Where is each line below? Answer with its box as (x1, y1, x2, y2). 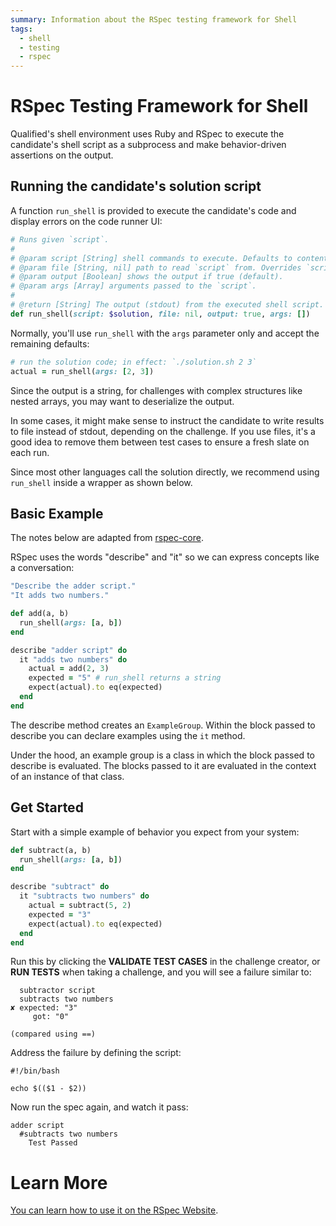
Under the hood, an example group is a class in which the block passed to (10, 749, 315, 761)
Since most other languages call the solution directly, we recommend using (10, 466, 320, 478)
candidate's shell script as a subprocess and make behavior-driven (10, 139, 287, 151)
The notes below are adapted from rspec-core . (10, 532, 204, 544)
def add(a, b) (10, 609, 70, 619)
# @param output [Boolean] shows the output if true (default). (10, 272, 284, 282)
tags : (10, 24, 33, 34)
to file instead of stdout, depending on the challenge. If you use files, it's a (10, 425, 316, 437)
